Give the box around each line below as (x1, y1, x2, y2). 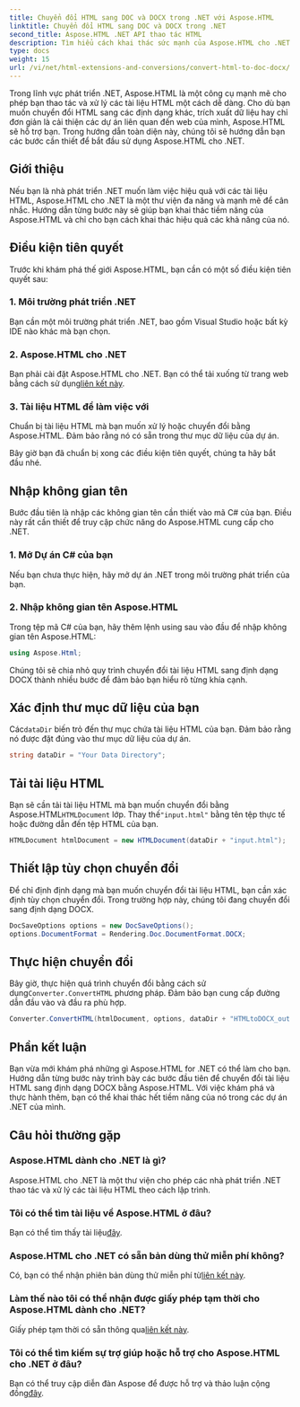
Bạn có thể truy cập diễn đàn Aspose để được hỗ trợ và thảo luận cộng (9, 1377, 270, 1388)
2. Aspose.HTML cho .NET (9, 347, 127, 360)
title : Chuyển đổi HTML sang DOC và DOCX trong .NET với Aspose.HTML (9, 13, 275, 22)
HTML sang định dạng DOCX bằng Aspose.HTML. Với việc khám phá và (9, 1083, 275, 1094)
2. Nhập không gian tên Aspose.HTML (9, 601, 179, 613)
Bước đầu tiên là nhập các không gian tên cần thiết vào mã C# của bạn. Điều (9, 507, 292, 518)
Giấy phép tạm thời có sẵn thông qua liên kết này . (9, 1323, 190, 1334)
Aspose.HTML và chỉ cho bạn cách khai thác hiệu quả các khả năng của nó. (9, 214, 290, 224)
